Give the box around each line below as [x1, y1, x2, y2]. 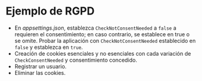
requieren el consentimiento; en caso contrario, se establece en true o [14, 30, 190, 37]
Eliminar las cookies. [14, 69, 66, 76]
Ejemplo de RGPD [5, 4, 95, 18]
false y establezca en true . [14, 44, 83, 51]
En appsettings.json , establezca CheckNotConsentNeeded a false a [14, 24, 177, 31]
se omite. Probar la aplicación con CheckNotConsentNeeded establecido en [14, 37, 196, 44]
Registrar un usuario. [14, 62, 67, 70]
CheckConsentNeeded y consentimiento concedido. [14, 56, 137, 63]
